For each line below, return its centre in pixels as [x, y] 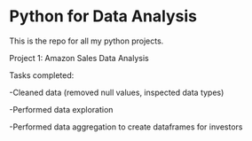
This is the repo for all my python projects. [87, 41]
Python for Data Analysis [103, 16]
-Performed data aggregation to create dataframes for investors [126, 127]
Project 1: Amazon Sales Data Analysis [79, 58]
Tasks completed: [42, 75]
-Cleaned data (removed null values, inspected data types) [117, 92]
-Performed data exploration [61, 109]
